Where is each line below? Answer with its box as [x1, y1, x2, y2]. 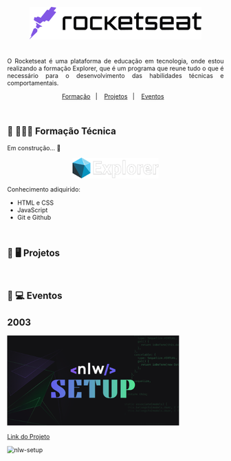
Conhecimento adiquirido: [7, 185, 81, 193]
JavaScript [16, 205, 48, 214]
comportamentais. [7, 79, 59, 87]
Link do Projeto [7, 433, 50, 441]
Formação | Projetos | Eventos [61, 92, 164, 100]
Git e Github [16, 213, 52, 221]
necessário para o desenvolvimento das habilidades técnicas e [7, 71, 224, 79]
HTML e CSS [16, 198, 54, 207]
